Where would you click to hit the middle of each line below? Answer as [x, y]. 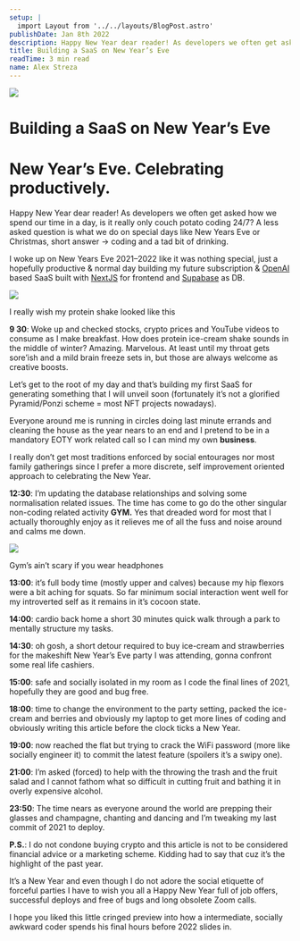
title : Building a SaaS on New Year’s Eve [89, 51]
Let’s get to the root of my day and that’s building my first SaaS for [131, 384]
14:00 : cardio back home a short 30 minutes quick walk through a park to [145, 619]
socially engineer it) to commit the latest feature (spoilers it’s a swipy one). [146, 755]
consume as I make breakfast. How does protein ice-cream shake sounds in [149, 339]
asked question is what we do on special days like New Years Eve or [135, 232]
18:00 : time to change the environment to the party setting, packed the [140, 709]
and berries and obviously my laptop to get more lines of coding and [160, 718]
